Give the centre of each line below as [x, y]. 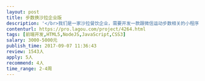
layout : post [23, 12]
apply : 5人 [20, 57]
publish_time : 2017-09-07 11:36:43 [52, 46]
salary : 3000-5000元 [32, 40]
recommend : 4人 [25, 63]
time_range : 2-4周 [29, 69]
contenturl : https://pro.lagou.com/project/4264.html [76, 29]
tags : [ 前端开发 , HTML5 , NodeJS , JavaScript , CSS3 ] [66, 35]
